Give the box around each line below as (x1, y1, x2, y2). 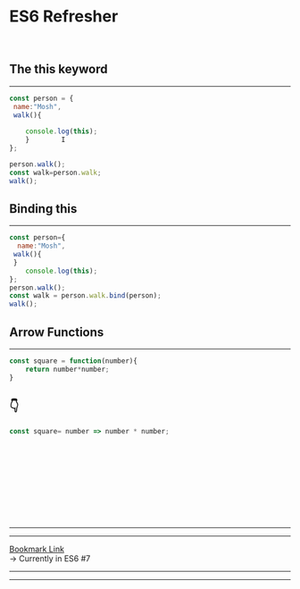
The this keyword (9, 62, 109, 77)
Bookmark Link (9, 543, 65, 555)
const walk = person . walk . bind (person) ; (9, 291, 162, 300)
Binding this (9, 201, 78, 216)
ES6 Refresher (9, 6, 119, 27)
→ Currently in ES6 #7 (9, 553, 91, 564)
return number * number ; (25, 365, 110, 374)
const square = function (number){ (9, 357, 138, 366)
